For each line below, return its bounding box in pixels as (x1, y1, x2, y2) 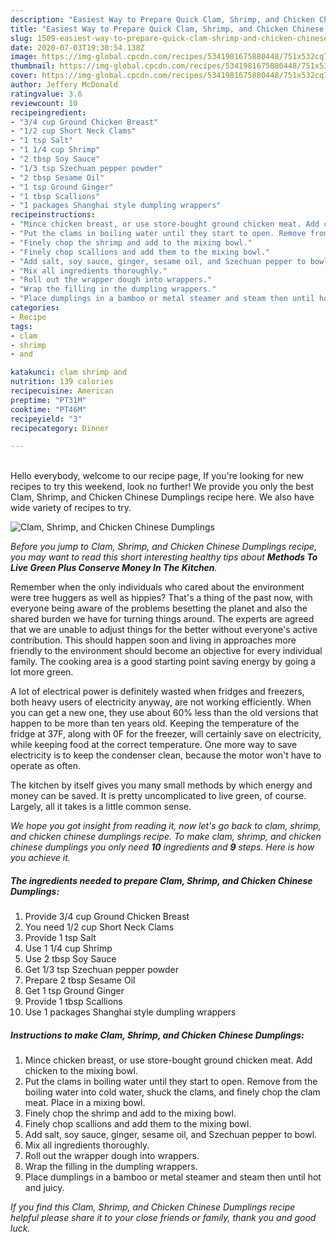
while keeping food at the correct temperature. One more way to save (10, 739, 298, 751)
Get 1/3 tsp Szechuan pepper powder (24, 964, 180, 976)
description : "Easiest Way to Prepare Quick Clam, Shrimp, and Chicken (10, 14, 315, 25)
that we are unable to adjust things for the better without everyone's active (10, 624, 318, 636)
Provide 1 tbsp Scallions (24, 996, 123, 1008)
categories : (10, 303, 60, 313)
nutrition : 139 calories (10, 377, 114, 387)
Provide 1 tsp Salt (24, 932, 97, 944)
